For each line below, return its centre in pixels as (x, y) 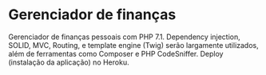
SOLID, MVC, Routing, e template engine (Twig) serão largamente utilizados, (133, 45)
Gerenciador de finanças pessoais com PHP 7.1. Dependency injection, (125, 37)
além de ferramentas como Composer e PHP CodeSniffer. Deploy (116, 53)
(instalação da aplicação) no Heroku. (69, 62)
